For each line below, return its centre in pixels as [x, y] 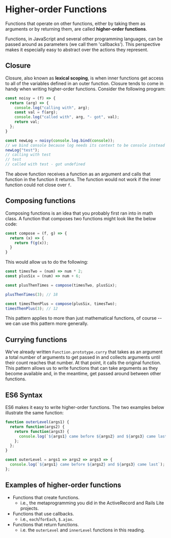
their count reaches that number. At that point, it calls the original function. [83, 363]
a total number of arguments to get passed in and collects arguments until [83, 357]
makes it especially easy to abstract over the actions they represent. [77, 49]
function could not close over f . [38, 185]
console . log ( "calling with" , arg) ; [52, 108]
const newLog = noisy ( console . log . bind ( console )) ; [60, 140]
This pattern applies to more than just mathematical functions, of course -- [83, 318]
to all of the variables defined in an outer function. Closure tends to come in [84, 83]
